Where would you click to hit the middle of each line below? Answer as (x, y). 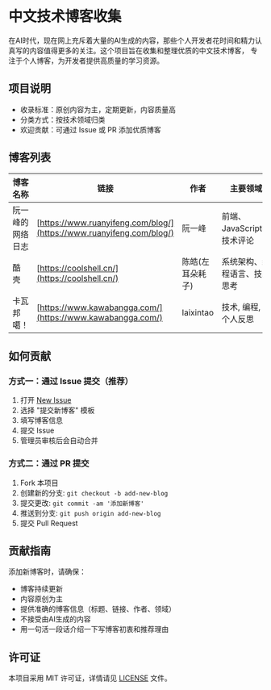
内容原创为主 (41, 599)
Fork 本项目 (39, 483)
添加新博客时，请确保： (47, 572)
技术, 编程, (241, 307)
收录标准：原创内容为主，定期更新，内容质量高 (98, 109)
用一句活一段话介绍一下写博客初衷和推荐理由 (94, 629)
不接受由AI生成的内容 (55, 619)
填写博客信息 (41, 420)
